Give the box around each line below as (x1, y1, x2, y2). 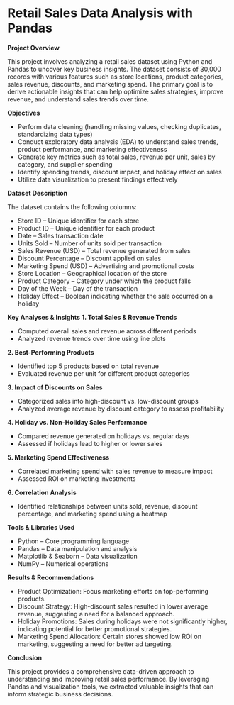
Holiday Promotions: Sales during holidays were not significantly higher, (17, 617, 228, 626)
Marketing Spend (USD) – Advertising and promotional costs (17, 261, 195, 270)
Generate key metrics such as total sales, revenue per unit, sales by (17, 152, 216, 161)
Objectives (7, 109, 40, 117)
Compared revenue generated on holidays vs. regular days (17, 431, 190, 440)
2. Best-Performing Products (7, 348, 94, 356)
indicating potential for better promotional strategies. (17, 624, 172, 633)
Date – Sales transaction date (17, 231, 104, 240)
